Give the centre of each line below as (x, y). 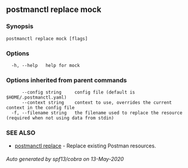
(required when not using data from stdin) (60, 118)
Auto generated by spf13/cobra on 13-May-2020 (65, 159)
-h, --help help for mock (46, 65)
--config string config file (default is (78, 93)
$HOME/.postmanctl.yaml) (36, 98)
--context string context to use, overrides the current (97, 103)
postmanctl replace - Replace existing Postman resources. (85, 146)
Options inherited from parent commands (67, 80)
